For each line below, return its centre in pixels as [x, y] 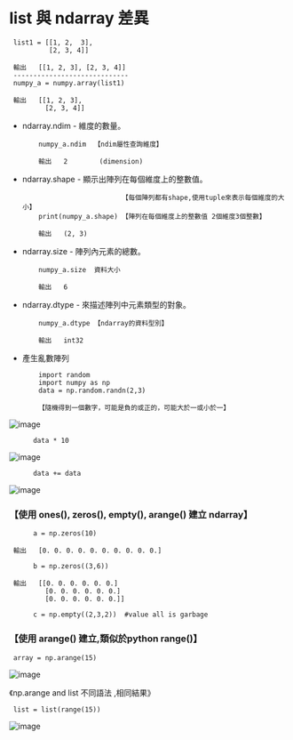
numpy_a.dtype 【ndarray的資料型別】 [103, 323]
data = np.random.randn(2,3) [92, 390]
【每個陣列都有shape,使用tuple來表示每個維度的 [199, 197]
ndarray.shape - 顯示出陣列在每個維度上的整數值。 [115, 179]
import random [64, 374]
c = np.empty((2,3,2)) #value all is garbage [120, 615]
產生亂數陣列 [45, 358]
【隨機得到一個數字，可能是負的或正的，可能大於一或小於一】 [135, 407]
